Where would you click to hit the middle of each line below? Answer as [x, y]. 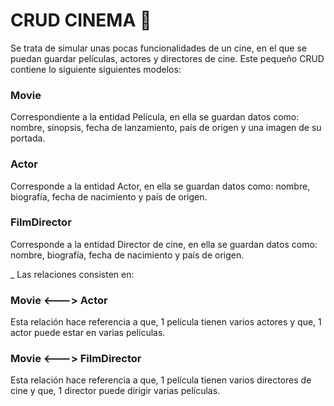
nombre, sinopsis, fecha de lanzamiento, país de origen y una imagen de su [166, 128]
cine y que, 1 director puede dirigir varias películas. [115, 391]
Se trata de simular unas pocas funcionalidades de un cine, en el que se [158, 48]
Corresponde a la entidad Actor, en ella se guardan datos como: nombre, [160, 186]
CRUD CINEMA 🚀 [81, 20]
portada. [28, 138]
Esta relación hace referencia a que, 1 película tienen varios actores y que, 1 [166, 322]
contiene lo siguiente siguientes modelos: [96, 69]
